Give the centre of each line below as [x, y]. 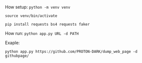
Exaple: [13, 43]
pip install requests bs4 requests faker [47, 24]
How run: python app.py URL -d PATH [42, 33]
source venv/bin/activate [31, 16]
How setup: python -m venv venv [38, 7]
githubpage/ [17, 56]
